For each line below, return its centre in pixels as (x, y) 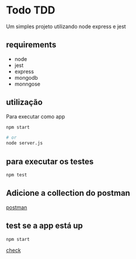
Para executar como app (36, 116)
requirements (31, 45)
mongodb (26, 77)
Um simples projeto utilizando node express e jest (66, 26)
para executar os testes (50, 161)
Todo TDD (31, 10)
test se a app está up (45, 226)
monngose (27, 84)
